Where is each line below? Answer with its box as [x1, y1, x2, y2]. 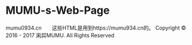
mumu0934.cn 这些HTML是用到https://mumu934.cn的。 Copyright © [5, 24, 187, 31]
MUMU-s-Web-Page [5, 4, 110, 17]
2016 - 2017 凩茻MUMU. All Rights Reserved [5, 31, 115, 39]
